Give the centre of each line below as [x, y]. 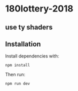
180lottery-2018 [39, 9]
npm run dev [17, 84]
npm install [17, 65]
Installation [23, 44]
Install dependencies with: [32, 56]
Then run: [15, 74]
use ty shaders [29, 27]
